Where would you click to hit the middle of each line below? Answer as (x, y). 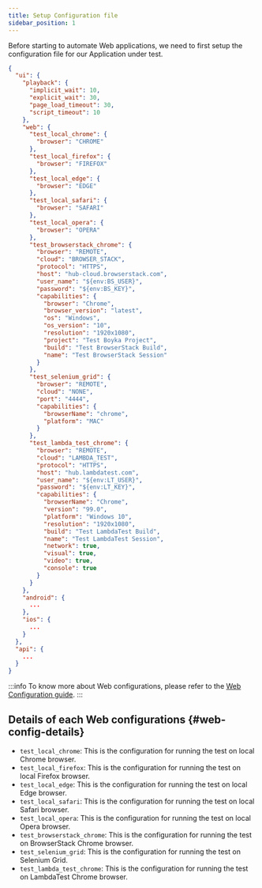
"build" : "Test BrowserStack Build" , (105, 348)
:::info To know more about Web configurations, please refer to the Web (125, 686)
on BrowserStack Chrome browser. (77, 843)
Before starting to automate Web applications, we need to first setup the (125, 45)
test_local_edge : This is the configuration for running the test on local (133, 784)
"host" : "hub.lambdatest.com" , (88, 472)
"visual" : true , (70, 554)
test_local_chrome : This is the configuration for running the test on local (137, 750)
